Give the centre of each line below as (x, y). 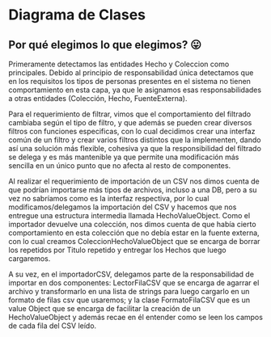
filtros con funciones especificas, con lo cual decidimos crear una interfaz (132, 131)
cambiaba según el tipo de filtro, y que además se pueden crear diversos (130, 122)
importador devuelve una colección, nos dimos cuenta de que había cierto (132, 224)
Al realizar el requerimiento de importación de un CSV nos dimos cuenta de (134, 181)
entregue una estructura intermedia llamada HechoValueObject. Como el (129, 215)
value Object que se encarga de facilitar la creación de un (105, 308)
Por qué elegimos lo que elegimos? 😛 (105, 45)
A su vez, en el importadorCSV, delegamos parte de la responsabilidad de (131, 274)
